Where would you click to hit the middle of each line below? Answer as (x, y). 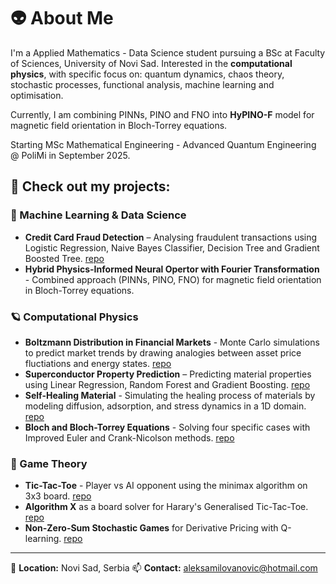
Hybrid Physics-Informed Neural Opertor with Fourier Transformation (172, 269)
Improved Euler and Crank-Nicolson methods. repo (129, 437)
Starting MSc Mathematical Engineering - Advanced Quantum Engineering (163, 144)
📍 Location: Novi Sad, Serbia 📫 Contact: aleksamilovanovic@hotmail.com (164, 568)
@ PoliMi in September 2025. (70, 155)
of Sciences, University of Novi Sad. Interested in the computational (151, 63)
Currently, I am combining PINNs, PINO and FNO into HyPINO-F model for (162, 114)
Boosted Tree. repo (64, 258)
